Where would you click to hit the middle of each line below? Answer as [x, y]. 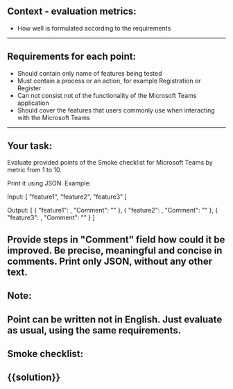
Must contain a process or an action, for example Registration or [109, 81]
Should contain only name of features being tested [89, 73]
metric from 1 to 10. [35, 170]
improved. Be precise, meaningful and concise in [115, 250]
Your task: [30, 146]
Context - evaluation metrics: [72, 11]
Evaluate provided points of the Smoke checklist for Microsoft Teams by [110, 163]
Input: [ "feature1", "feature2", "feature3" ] [67, 197]
